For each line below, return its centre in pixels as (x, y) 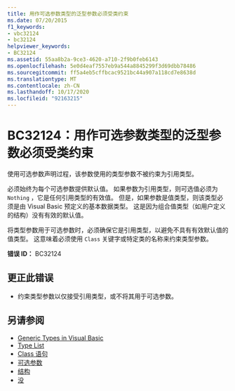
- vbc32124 (23, 33)
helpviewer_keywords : (39, 46)
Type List (31, 345)
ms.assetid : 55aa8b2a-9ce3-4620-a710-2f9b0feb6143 (83, 60)
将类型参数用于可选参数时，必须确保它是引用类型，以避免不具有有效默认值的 (118, 230)
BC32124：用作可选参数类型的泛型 (108, 136)
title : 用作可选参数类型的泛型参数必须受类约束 (68, 14)
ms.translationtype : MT (42, 79)
